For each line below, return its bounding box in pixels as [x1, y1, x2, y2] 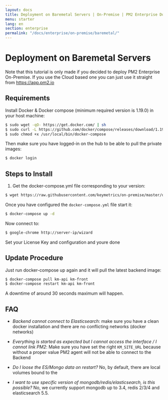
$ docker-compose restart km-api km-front [5, 281, 95, 286]
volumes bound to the [12, 369, 58, 376]
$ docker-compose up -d [5, 211, 55, 216]
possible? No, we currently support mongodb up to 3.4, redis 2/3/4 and [12, 384, 160, 391]
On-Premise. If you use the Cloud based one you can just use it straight [5, 74, 152, 80]
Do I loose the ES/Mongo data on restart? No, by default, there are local [12, 364, 160, 370]
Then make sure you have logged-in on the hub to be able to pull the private [5, 141, 162, 147]
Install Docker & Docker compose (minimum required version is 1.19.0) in [5, 107, 154, 113]
